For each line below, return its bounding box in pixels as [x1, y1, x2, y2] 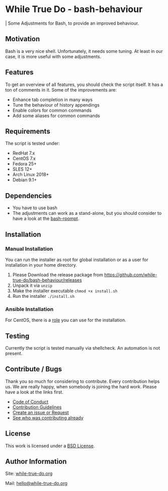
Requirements [5, 127, 50, 135]
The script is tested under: [5, 140, 60, 146]
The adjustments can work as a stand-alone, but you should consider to [12, 210, 162, 216]
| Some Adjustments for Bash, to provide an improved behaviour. [5, 20, 139, 26]
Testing [5, 332, 30, 340]
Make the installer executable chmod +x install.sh [12, 288, 118, 294]
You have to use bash [12, 205, 58, 211]
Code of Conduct [12, 398, 49, 404]
